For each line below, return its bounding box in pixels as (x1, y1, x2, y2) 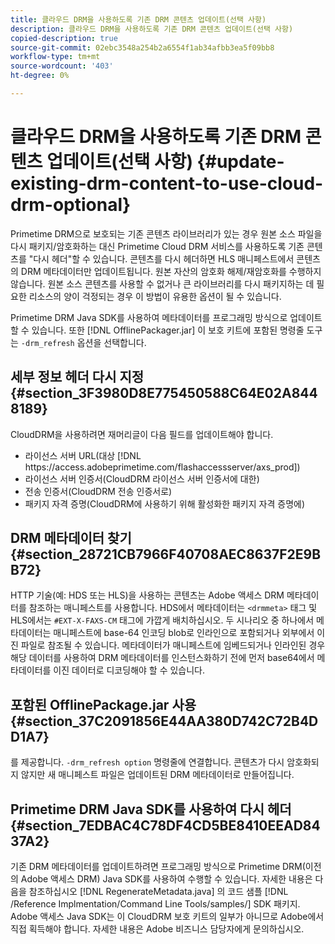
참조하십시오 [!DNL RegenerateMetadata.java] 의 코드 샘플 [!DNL (28, 886, 289, 898)
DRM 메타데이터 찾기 (10, 530, 132, 547)
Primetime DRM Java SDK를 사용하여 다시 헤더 (10, 801, 292, 818)
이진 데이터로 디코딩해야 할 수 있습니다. (53, 664, 206, 676)
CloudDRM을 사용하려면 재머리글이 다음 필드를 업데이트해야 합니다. (10, 428, 274, 440)
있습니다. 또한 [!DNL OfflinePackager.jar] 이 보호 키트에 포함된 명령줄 (31, 324, 305, 336)
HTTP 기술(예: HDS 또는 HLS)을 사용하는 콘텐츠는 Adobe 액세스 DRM (10, 589, 285, 601)
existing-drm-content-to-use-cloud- (10, 172, 324, 195)
